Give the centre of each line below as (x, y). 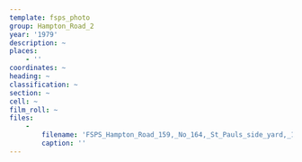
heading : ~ (30, 76)
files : (22, 118)
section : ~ (30, 93)
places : (24, 51)
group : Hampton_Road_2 (52, 26)
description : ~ (38, 43)
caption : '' (64, 143)
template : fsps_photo (50, 18)
